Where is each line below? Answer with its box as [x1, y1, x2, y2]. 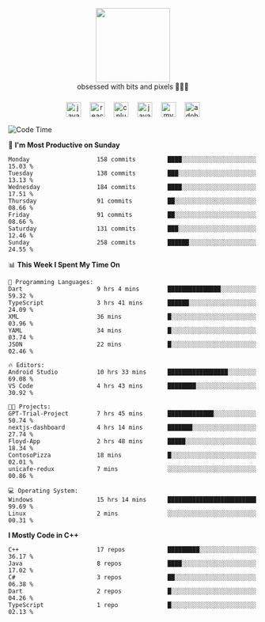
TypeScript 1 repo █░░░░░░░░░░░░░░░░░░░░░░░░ [8, 601, 257, 609]
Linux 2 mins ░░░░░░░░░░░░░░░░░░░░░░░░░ [8, 510, 257, 518]
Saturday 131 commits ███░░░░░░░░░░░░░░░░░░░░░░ [8, 225, 257, 233]
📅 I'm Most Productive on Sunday [8, 140, 120, 150]
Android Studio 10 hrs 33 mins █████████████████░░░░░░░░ [8, 368, 257, 376]
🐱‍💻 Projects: [8, 403, 51, 411]
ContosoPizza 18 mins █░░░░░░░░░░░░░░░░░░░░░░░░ [8, 451, 257, 459]
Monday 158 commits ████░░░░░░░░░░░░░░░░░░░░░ [8, 155, 257, 163]
